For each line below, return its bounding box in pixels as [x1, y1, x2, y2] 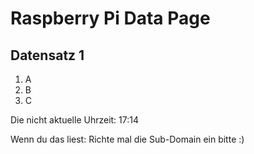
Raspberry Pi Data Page [10, 7, 211, 30]
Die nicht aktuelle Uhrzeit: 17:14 [10, 114, 140, 126]
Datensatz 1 [10, 47, 85, 64]
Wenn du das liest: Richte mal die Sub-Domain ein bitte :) [10, 133, 245, 145]
